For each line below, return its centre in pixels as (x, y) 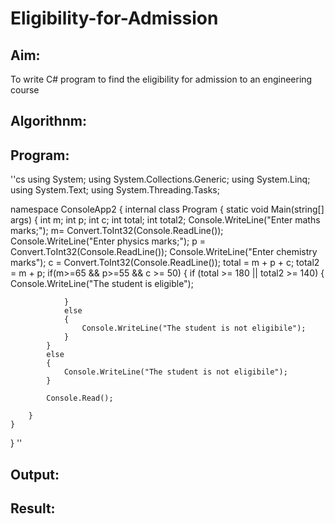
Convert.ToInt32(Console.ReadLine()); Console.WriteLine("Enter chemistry (164, 252)
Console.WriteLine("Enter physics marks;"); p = (108, 241)
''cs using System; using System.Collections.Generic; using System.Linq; (160, 179)
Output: (35, 474)
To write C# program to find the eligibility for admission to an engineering (161, 79)
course (25, 90)
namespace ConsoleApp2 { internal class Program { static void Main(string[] (167, 209)
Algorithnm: (48, 121)
